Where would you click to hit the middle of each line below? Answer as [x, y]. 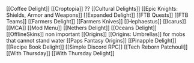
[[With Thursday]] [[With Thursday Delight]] [60, 53]
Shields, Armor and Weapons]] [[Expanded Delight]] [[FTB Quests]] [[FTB [97, 15]
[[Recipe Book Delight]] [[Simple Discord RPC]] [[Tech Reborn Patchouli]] [97, 47]
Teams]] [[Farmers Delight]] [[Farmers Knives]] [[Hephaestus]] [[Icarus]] [96, 21]
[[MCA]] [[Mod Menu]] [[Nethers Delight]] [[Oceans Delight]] [82, 28]
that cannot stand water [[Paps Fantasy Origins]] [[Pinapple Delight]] [91, 40]
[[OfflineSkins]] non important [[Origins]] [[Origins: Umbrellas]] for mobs [96, 34]
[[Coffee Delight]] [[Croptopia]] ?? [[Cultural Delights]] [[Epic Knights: [92, 9]
